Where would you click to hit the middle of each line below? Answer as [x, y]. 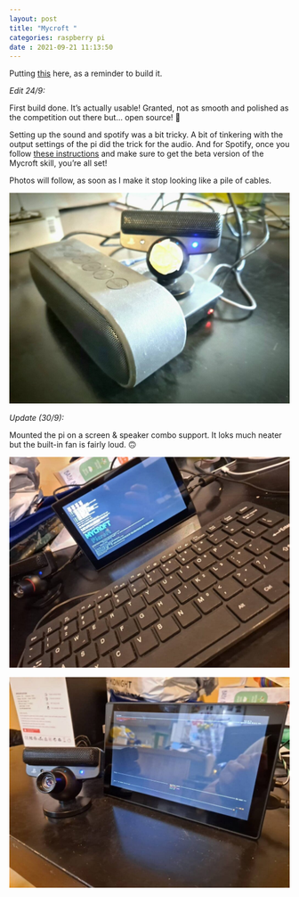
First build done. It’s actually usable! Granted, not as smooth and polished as [149, 108]
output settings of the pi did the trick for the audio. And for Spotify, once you [149, 144]
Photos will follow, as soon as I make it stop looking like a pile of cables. [141, 181]
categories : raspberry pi [57, 37]
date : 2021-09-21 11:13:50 [61, 47]
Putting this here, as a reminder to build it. [86, 74]
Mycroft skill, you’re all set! [58, 163]
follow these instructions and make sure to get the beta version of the [137, 154]
